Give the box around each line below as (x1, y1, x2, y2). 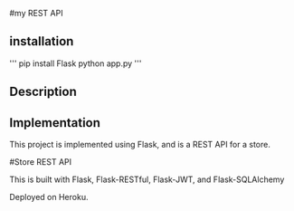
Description (9, 84, 77, 100)
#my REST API (9, 8, 63, 18)
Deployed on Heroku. (9, 192, 89, 203)
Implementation (9, 115, 101, 130)
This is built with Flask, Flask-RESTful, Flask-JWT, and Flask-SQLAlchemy (9, 174, 285, 185)
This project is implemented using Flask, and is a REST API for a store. (9, 139, 271, 150)
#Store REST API (9, 157, 72, 168)
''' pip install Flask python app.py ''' (9, 58, 142, 69)
